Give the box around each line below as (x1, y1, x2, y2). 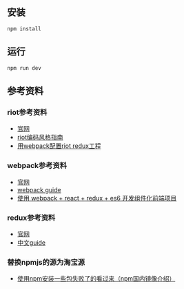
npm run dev (7, 64, 41, 71)
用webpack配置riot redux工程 (17, 142, 101, 150)
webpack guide (17, 185, 61, 194)
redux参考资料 (7, 213, 56, 223)
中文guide (17, 238, 46, 247)
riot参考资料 (7, 107, 48, 117)
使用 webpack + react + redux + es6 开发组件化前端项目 (17, 194, 177, 202)
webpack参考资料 (7, 161, 68, 171)
